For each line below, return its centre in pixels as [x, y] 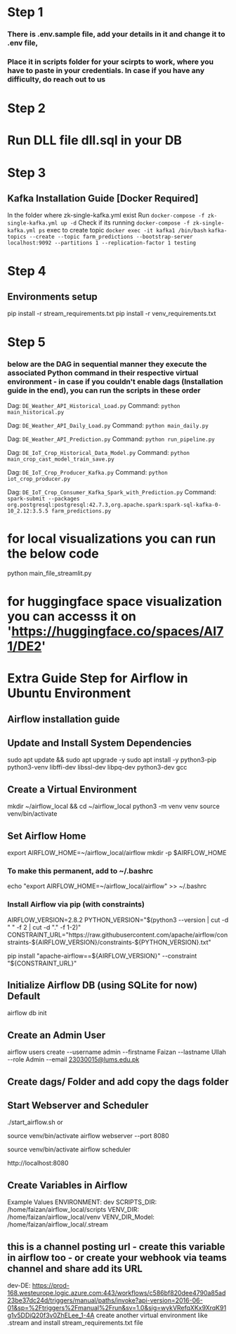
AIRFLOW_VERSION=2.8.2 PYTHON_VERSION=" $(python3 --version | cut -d [118, 920]
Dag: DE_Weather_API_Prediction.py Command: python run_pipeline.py [111, 439]
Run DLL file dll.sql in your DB [95, 140]
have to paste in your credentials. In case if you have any [106, 71]
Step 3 [27, 172]
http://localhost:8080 [38, 1163]
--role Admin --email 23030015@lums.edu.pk [73, 1059]
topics [17, 237]
